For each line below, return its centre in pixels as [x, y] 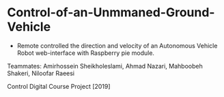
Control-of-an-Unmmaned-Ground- [111, 13]
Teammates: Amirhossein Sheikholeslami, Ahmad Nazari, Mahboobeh [105, 66]
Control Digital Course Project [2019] [59, 86]
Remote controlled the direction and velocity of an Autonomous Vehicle [117, 45]
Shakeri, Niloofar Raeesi [41, 73]
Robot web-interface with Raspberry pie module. [86, 53]
